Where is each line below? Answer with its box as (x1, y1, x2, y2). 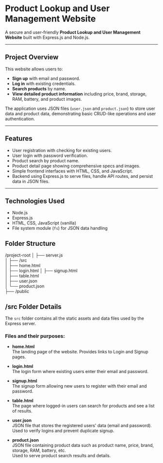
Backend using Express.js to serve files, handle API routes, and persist (12, 173, 153, 179)
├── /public (5, 289, 29, 294)
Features (5, 135, 33, 143)
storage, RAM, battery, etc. (12, 447, 66, 453)
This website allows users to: (5, 66, 63, 72)
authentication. (5, 116, 35, 121)
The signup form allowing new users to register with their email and (12, 383, 147, 389)
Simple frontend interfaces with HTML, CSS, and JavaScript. (12, 168, 133, 174)
